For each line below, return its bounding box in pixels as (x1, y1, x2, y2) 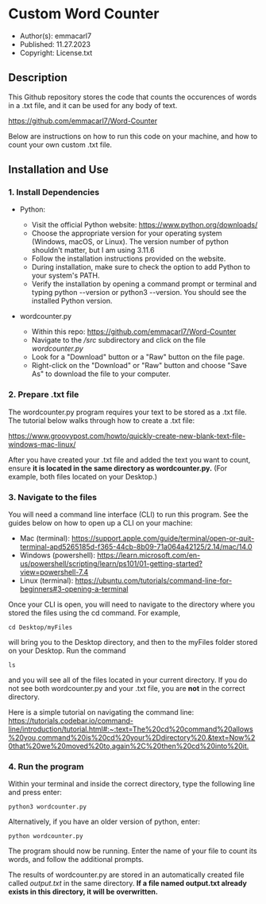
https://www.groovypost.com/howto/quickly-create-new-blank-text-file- (8, 431, 246, 440)
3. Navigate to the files (8, 491, 98, 502)
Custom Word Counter (8, 5, 160, 23)
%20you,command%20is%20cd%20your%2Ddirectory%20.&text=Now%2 (8, 733, 256, 743)
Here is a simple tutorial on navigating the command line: (8, 708, 195, 717)
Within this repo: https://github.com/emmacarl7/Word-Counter (31, 327, 237, 336)
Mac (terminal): (19, 533, 70, 543)
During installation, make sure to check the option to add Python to (31, 262, 251, 272)
